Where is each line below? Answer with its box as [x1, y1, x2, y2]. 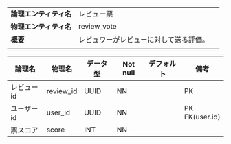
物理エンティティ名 [10, 22, 72, 32]
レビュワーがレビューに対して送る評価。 [78, 35, 210, 44]
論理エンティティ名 [10, 10, 72, 19]
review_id [46, 86, 78, 95]
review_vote [78, 22, 117, 31]
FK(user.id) [184, 112, 221, 121]
